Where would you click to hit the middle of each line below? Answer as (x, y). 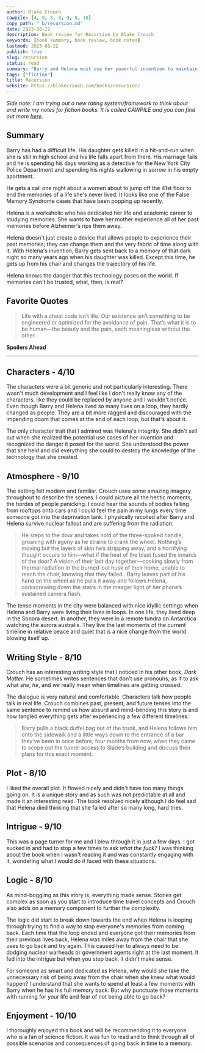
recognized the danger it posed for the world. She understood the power (98, 444)
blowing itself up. (28, 638)
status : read (23, 63)
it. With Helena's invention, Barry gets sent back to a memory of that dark (99, 251)
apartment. (20, 176)
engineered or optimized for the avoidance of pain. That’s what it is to (109, 322)
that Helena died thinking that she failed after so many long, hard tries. (95, 807)
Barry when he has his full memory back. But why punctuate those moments (103, 990)
